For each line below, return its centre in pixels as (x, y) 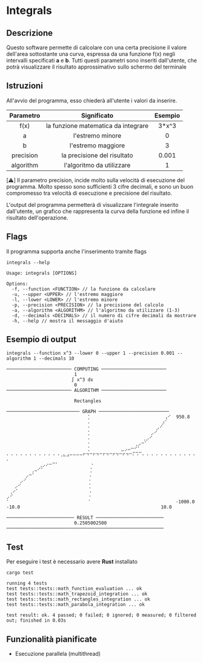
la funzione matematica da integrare (97, 126)
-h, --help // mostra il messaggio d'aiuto (67, 321)
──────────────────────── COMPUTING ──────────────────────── (86, 369)
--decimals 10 (56, 358)
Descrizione (30, 33)
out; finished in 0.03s (36, 621)
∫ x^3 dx (82, 380)
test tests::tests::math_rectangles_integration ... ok (78, 599)
